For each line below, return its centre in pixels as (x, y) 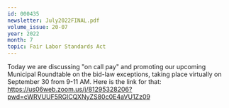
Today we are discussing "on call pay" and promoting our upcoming (107, 67)
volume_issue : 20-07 (38, 27)
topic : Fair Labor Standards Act (57, 47)
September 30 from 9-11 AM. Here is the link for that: (84, 82)
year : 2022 (23, 34)
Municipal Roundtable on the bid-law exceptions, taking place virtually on (114, 74)
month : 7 (20, 40)
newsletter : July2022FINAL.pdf (54, 20)
